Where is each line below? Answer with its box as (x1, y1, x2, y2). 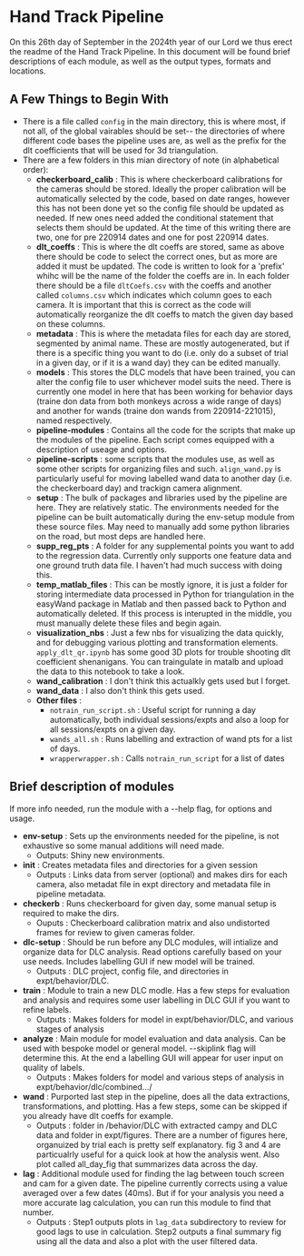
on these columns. (35, 318, 106, 329)
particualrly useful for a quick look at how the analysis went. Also (35, 1149, 279, 1160)
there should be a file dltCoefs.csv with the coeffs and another (35, 280, 272, 291)
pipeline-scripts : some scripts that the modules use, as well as (35, 453, 275, 464)
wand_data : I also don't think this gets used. (35, 685, 205, 696)
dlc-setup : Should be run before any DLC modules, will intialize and (22, 936, 279, 947)
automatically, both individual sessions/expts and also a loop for (49, 714, 289, 725)
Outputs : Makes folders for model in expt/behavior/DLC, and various (35, 1014, 294, 1024)
